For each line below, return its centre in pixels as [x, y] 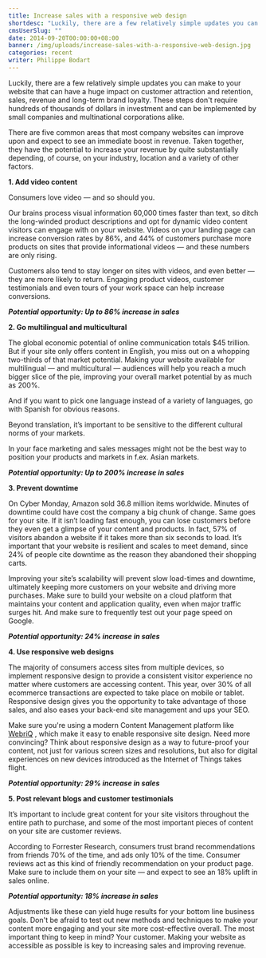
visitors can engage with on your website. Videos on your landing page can [132, 229]
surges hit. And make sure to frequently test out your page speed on [121, 612]
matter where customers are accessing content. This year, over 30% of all [130, 684]
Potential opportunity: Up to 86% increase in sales [94, 312]
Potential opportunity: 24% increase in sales [84, 636]
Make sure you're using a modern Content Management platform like [121, 725]
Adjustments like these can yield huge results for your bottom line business [131, 911]
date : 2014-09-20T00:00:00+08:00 [64, 38]
